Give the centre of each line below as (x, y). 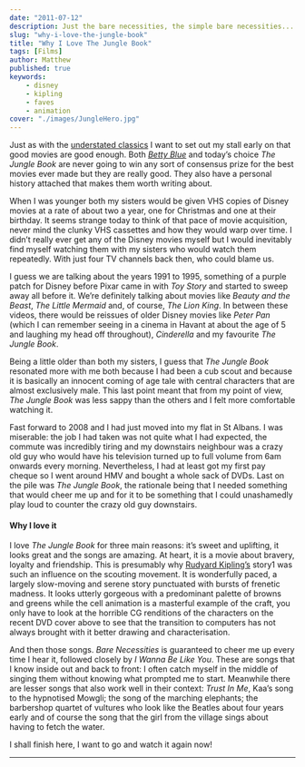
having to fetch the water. (57, 727)
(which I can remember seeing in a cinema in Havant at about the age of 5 (148, 325)
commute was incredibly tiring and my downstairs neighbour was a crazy (146, 447)
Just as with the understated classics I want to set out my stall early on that (150, 145)
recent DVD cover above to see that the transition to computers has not (143, 623)
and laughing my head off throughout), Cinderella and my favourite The (143, 334)
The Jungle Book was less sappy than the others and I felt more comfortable (152, 400)
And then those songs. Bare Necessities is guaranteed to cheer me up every (152, 650)
